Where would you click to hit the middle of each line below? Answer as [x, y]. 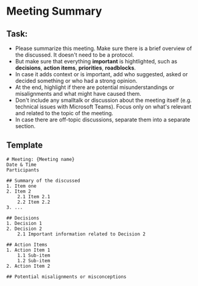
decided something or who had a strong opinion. [76, 81]
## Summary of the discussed [43, 181]
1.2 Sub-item [34, 260]
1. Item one [21, 186]
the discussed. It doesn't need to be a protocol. [74, 55]
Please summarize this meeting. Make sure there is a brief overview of [103, 48]
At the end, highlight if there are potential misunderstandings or [95, 87]
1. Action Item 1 [28, 250]
